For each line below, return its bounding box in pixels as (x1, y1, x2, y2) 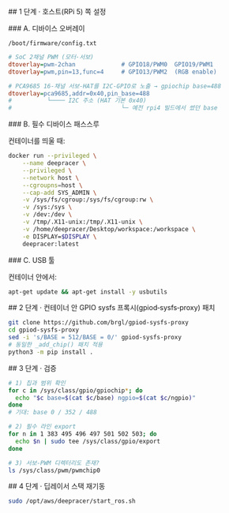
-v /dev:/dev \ (22, 211, 73, 219)
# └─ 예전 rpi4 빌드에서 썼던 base (8, 104, 218, 112)
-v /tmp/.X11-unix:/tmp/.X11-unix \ (22, 218, 144, 226)
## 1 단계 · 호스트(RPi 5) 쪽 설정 (8, 7, 107, 16)
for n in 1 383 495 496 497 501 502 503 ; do (8, 430, 157, 438)
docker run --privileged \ (8, 152, 97, 160)
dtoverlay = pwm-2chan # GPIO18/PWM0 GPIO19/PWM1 (8, 60, 214, 69)
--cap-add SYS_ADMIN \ (22, 189, 97, 197)
